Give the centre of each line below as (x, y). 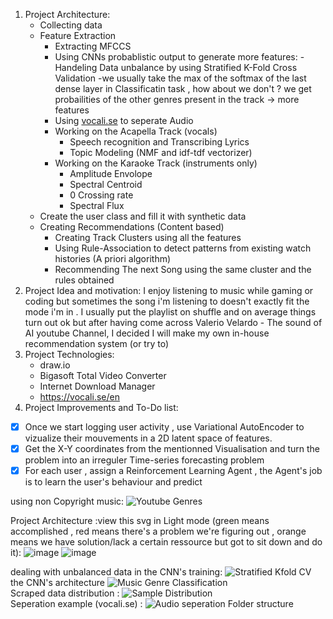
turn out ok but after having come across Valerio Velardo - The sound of (173, 322)
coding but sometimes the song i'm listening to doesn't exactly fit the (167, 301)
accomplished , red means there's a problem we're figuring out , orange (158, 531)
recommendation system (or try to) (97, 343)
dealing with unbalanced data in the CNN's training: (116, 572)
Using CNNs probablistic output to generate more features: (176, 57)
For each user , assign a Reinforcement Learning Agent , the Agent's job (173, 471)
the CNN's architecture (58, 583)
